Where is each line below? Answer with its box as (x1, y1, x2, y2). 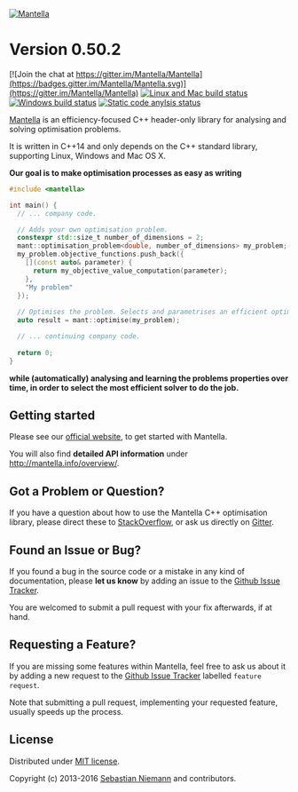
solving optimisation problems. (9, 123, 122, 134)
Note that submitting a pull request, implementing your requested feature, (9, 697, 278, 708)
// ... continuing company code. (17, 332, 141, 341)
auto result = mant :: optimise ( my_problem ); (17, 316, 180, 325)
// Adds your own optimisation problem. (17, 225, 169, 234)
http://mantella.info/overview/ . (9, 458, 120, 469)
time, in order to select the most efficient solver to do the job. (9, 382, 239, 392)
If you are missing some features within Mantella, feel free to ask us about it (9, 661, 286, 671)
